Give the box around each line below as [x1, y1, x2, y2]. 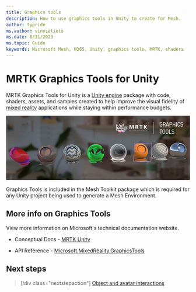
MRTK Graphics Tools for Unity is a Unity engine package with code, [6, 91, 171, 99]
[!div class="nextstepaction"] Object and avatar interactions [20, 279, 165, 286]
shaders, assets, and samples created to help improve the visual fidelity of [6, 98, 185, 105]
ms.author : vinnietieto [6, 28, 64, 34]
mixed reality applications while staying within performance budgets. [6, 104, 172, 111]
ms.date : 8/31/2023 [6, 34, 54, 40]
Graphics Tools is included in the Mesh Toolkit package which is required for [6, 186, 190, 193]
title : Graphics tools [6, 9, 61, 15]
